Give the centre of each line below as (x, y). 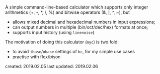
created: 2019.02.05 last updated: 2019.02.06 (52, 66)
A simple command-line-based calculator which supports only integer (77, 7)
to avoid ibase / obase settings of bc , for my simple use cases (74, 52)
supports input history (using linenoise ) (53, 32)
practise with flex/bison (36, 57)
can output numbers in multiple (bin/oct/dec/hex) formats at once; (80, 27)
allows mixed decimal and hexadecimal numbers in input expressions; (84, 22)
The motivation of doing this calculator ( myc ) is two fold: (62, 42)
